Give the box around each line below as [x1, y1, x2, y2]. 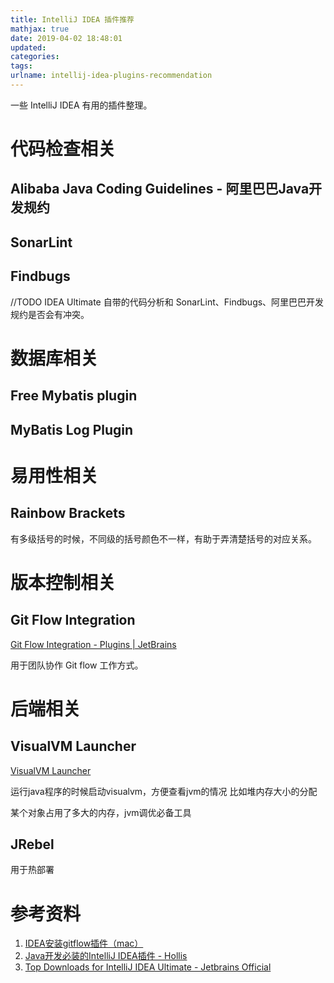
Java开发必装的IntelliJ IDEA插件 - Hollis [24, 950, 188, 962]
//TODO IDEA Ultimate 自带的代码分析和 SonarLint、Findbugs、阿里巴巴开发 [10, 296, 325, 308]
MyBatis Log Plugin [10, 421, 134, 438]
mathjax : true [10, 24, 70, 34]
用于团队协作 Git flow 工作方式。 [10, 659, 144, 671]
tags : [10, 61, 33, 71]
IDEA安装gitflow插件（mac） [24, 937, 144, 950]
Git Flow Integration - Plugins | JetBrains [10, 638, 177, 650]
